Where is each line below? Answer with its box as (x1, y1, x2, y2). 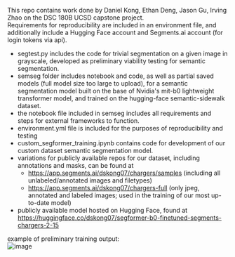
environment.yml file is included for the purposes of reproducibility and (17, 124, 223, 132)
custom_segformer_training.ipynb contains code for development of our (17, 139, 226, 147)
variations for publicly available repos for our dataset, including (17, 154, 200, 162)
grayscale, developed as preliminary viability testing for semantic (17, 57, 206, 65)
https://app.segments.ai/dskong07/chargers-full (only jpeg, (27, 184, 200, 192)
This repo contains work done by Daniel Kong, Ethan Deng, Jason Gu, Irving (7, 6, 227, 14)
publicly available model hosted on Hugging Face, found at (17, 206, 188, 214)
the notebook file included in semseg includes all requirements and (17, 109, 212, 117)
